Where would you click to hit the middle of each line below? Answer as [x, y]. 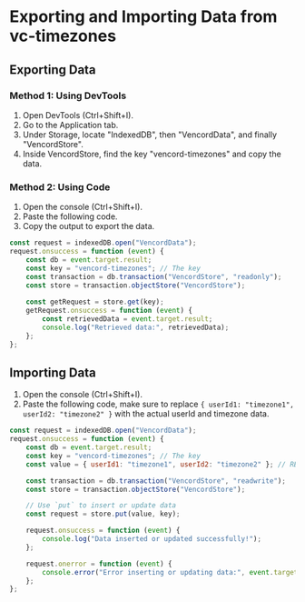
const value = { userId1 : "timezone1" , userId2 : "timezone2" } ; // [156, 464]
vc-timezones [63, 36]
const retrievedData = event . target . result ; [128, 319]
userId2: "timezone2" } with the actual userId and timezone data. [146, 414]
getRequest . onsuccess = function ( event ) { [109, 311]
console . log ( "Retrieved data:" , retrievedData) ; [136, 327]
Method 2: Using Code [60, 186]
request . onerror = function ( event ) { [99, 564]
